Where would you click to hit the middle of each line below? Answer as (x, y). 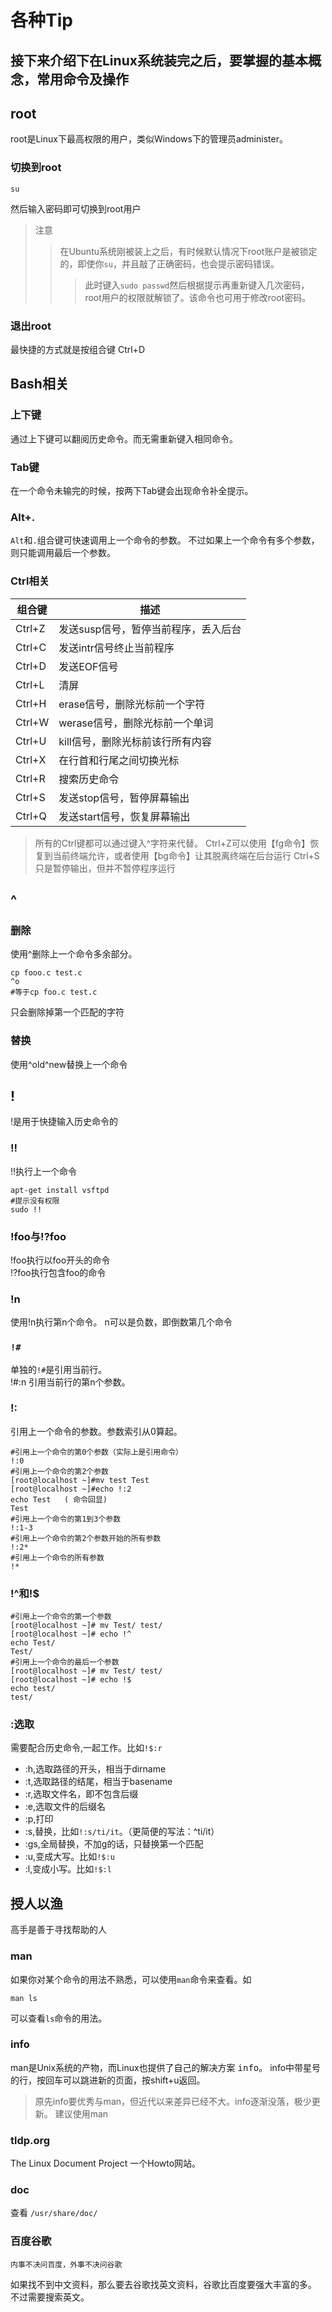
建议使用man (81, 2113)
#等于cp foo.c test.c (54, 992)
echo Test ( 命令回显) (59, 1499)
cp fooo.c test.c (46, 973)
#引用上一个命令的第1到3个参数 (66, 1519)
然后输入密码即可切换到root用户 (76, 208)
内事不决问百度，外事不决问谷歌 (66, 2264)
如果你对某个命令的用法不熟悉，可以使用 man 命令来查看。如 (131, 1979)
